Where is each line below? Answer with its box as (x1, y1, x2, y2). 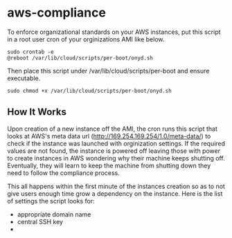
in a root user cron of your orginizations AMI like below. (7, 35, 165, 43)
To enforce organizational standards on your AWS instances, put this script (7, 28, 221, 36)
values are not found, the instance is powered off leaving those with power (7, 147, 220, 155)
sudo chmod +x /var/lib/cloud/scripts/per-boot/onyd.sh (7, 87, 172, 94)
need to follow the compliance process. (7, 168, 120, 177)
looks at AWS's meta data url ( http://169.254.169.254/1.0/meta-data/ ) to (7, 131, 211, 140)
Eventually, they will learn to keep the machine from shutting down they (7, 161, 211, 170)
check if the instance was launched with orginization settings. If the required (7, 139, 226, 147)
